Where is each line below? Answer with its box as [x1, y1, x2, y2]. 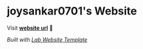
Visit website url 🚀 [7, 24, 53, 31]
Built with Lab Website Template [7, 36, 87, 43]
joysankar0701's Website [7, 4, 138, 18]
